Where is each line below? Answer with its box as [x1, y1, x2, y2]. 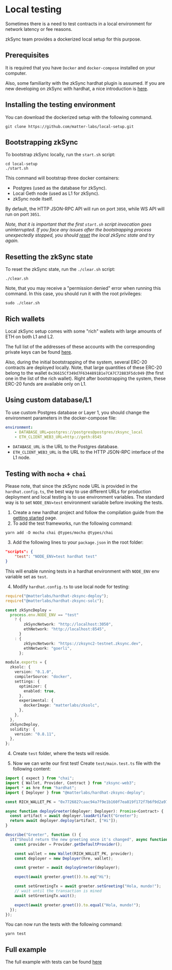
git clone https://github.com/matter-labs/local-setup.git [5, 124, 134, 129]
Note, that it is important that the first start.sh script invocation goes [5, 221, 152, 227]
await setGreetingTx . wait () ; [14, 893, 77, 898]
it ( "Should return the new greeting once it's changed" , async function [10, 837, 168, 842]
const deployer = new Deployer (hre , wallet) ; [14, 856, 114, 861]
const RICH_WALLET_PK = [5, 799, 56, 804]
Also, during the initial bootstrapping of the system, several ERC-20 [5, 359, 147, 365]
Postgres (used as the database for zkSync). [12, 185, 107, 191]
